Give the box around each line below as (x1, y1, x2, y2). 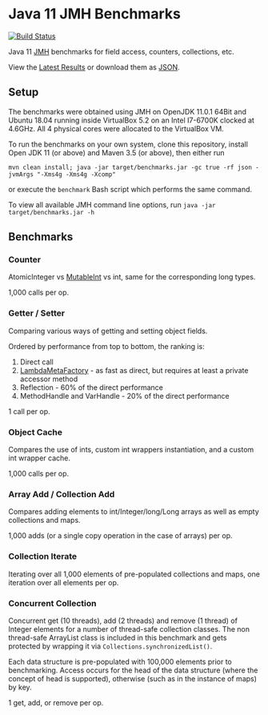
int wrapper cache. (8, 453, 70, 463)
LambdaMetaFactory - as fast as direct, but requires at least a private (19, 365, 249, 375)
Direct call (19, 357, 54, 367)
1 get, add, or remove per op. (8, 697, 104, 707)
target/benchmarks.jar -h (8, 208, 94, 216)
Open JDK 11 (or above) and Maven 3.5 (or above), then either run (8, 147, 226, 157)
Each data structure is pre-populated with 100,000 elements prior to (8, 657, 232, 666)
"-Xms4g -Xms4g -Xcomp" (37, 170, 116, 179)
